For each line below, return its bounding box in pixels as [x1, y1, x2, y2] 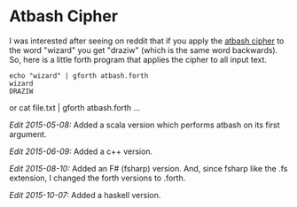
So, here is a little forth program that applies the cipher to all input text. [9, 54, 268, 65]
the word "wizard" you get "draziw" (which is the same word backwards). [9, 44, 278, 55]
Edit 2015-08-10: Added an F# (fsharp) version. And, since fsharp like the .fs [9, 163, 288, 173]
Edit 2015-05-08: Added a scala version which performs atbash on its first [9, 119, 281, 130]
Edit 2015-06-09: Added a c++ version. [9, 146, 153, 157]
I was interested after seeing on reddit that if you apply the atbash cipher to [9, 35, 285, 46]
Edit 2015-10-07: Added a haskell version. [9, 189, 161, 200]
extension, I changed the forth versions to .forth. [9, 172, 186, 183]
